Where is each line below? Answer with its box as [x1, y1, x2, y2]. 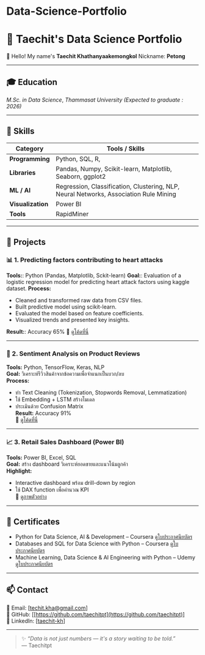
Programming [9, 154, 50, 163]
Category [15, 144, 44, 152]
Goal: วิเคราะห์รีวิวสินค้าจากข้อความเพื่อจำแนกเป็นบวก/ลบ [6, 370, 124, 377]
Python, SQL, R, [56, 154, 101, 163]
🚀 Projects [6, 237, 46, 247]
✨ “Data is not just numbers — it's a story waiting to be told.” [21, 635, 176, 642]
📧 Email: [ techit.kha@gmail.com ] [6, 604, 88, 612]
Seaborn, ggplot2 [56, 172, 106, 181]
